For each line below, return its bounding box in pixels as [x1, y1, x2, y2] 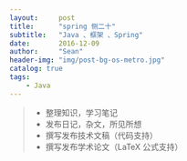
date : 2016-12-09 [9, 38, 100, 48]
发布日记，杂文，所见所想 [45, 118, 142, 129]
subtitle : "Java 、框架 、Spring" [9, 30, 143, 39]
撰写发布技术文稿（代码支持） [45, 129, 158, 141]
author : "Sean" [9, 47, 84, 56]
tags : [9, 73, 30, 82]
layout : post [9, 13, 76, 23]
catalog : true [9, 65, 64, 74]
